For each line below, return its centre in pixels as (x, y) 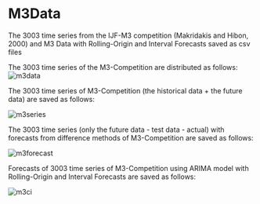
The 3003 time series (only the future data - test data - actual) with (116, 129)
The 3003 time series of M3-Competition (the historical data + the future (125, 90)
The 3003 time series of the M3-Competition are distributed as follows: (123, 67)
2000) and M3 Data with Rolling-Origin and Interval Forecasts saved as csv (129, 43)
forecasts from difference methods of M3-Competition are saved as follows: (131, 137)
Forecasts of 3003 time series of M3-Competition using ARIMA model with (128, 168)
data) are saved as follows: (52, 99)
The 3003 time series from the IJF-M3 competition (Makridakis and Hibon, (128, 35)
